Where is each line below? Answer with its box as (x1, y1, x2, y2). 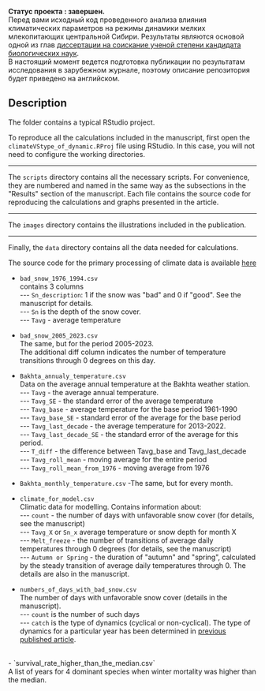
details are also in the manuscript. (19, 569, 130, 578)
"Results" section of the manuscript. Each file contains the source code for (8, 189, 251, 198)
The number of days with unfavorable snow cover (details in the (19, 592, 228, 602)
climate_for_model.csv (19, 495, 95, 503)
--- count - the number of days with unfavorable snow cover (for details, (19, 510, 255, 520)
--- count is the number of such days (19, 609, 140, 618)
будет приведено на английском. (8, 74, 120, 83)
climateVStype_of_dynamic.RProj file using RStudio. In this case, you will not (8, 141, 255, 151)
